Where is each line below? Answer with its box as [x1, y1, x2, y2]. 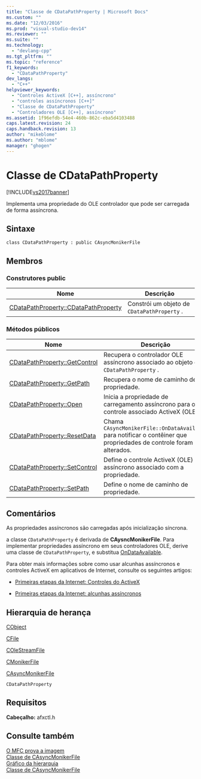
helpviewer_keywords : [6, 87, 60, 93]
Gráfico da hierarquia [6, 760, 59, 767]
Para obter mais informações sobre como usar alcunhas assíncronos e [6, 561, 181, 568]
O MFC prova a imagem [6, 747, 65, 754]
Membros [6, 256, 43, 266]
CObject [6, 623, 27, 630]
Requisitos [6, 697, 47, 708]
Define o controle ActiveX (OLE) [103, 456, 193, 464]
